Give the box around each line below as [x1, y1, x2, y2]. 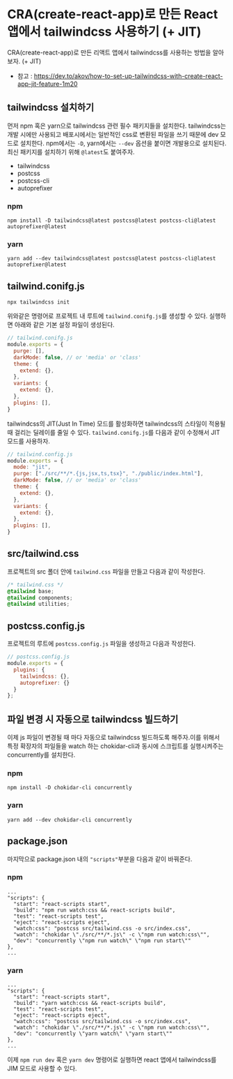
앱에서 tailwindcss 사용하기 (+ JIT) [7, 24, 202, 40]
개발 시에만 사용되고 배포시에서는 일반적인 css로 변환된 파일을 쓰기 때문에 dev [7, 130, 219, 138]
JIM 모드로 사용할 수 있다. [7, 1064, 78, 1073]
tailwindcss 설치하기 [7, 102, 95, 114]
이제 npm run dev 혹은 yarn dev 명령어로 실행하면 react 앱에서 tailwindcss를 [7, 1055, 217, 1064]
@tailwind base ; [7, 588, 54, 595]
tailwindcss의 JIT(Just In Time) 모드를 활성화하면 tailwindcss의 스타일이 [7, 419, 207, 428]
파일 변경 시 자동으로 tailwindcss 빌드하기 [7, 713, 179, 725]
